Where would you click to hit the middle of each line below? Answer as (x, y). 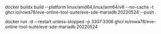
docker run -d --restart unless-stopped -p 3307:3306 (59, 22)
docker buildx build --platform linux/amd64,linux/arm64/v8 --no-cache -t (79, 7)
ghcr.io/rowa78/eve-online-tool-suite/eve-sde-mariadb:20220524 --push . (81, 12)
